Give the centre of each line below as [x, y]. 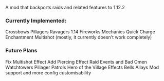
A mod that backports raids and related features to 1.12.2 [65, 7]
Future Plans [21, 51]
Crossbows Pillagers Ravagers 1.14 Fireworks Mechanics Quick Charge [80, 32]
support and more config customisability [48, 73]
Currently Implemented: [36, 21]
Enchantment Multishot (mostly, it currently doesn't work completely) [79, 37]
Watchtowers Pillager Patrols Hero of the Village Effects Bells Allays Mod [82, 67]
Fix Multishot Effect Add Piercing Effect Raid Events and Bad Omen [76, 62]
